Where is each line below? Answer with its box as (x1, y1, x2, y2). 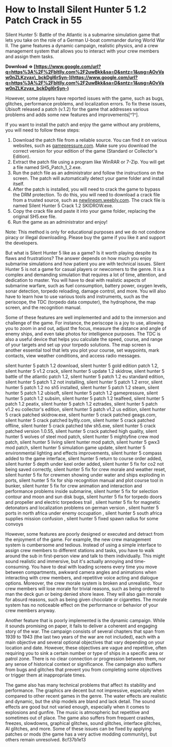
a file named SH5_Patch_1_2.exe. (12, 164, 82, 170)
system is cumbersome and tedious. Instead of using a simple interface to (5, 541, 162, 548)
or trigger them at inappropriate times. (5, 672, 86, 678)
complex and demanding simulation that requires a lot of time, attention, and (5, 271, 167, 278)
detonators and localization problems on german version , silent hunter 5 (5, 504, 159, 511)
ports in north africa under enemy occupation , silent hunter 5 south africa (5, 510, 162, 516)
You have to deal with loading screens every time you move (31, 563, 158, 570)
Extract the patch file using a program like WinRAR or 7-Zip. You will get (12, 158, 165, 165)
